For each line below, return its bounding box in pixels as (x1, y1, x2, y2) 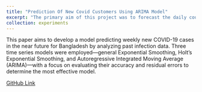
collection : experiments (6, 20, 69, 26)
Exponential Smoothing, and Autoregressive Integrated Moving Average (6, 55, 183, 63)
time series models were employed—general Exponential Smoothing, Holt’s (6, 49, 192, 56)
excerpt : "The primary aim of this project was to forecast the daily (6, 14, 187, 20)
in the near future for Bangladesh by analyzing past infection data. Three (6, 42, 186, 50)
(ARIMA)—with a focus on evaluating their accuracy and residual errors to (6, 62, 189, 69)
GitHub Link (6, 79, 35, 87)
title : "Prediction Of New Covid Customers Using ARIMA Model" (6, 8, 168, 15)
